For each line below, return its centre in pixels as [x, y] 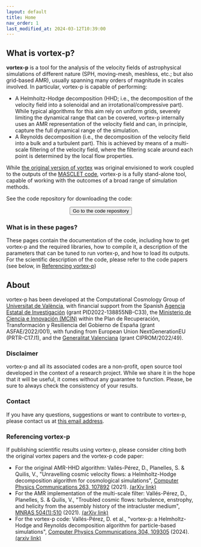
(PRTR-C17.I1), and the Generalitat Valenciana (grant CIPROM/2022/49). [95, 338]
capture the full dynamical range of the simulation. [77, 131]
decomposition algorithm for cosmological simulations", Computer [97, 481]
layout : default [26, 12]
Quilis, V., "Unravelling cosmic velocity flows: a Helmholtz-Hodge [96, 474]
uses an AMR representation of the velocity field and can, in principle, [101, 124]
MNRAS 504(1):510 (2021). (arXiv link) [62, 513]
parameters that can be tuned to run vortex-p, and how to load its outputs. [98, 253]
